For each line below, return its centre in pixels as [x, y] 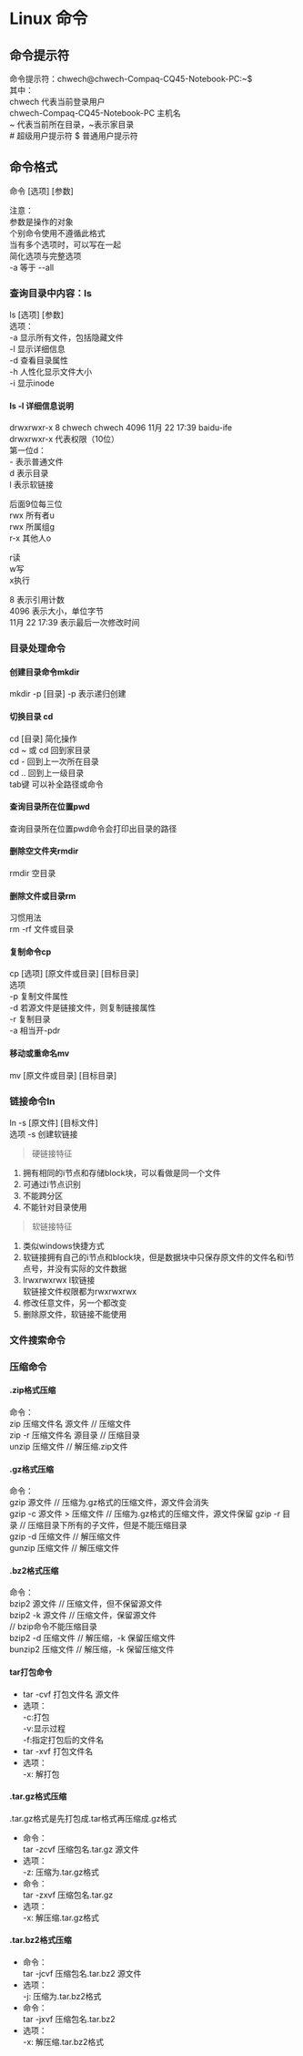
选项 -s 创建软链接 [44, 1134]
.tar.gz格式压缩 [38, 1796]
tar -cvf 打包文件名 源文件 [71, 1694]
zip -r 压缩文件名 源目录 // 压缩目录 [75, 1435]
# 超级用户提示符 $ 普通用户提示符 [74, 136]
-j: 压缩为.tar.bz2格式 [62, 1997]
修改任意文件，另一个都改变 [75, 1302]
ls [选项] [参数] [37, 315]
